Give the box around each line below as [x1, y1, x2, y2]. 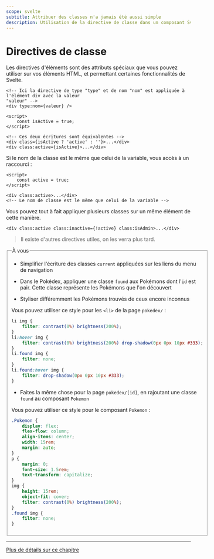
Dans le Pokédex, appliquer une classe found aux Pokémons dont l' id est [20, 278, 196, 285]
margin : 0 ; [22, 461, 49, 467]
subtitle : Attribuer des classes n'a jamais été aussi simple [6, 14, 161, 20]
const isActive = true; [16, 118, 75, 125]
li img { [11, 318, 33, 324]
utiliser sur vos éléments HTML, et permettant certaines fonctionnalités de [6, 70, 186, 77]
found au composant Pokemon [20, 395, 89, 402]
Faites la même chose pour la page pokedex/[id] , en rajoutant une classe [20, 388, 198, 396]
